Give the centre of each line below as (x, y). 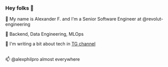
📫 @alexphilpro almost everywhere (43, 59)
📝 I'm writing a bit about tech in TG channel (50, 44)
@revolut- (153, 19)
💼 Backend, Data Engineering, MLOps (44, 34)
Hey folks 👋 (20, 8)
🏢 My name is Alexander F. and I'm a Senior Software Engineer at (73, 19)
